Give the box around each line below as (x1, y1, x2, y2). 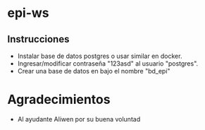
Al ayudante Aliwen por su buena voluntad (17, 114, 141, 123)
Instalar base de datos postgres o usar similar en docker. (17, 52, 182, 60)
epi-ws (7, 5, 49, 21)
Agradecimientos (7, 92, 111, 107)
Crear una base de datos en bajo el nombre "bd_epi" (17, 67, 170, 75)
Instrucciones (7, 33, 70, 45)
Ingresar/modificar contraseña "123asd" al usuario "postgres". (17, 59, 199, 68)
